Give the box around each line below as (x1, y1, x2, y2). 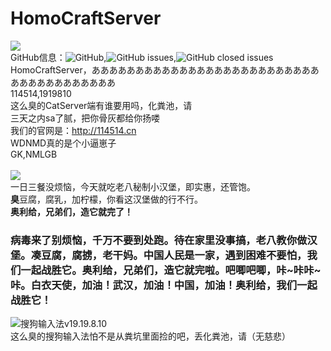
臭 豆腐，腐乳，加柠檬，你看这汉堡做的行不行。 (10, 193, 203, 205)
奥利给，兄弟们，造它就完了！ (10, 205, 133, 217)
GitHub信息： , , (10, 51, 177, 63)
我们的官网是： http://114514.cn (10, 124, 137, 136)
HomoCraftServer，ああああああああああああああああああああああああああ (10, 63, 320, 76)
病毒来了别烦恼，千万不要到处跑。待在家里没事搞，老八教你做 (10, 233, 308, 247)
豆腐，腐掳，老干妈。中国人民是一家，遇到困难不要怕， (41, 248, 308, 262)
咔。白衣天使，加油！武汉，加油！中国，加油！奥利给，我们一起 (10, 278, 318, 292)
